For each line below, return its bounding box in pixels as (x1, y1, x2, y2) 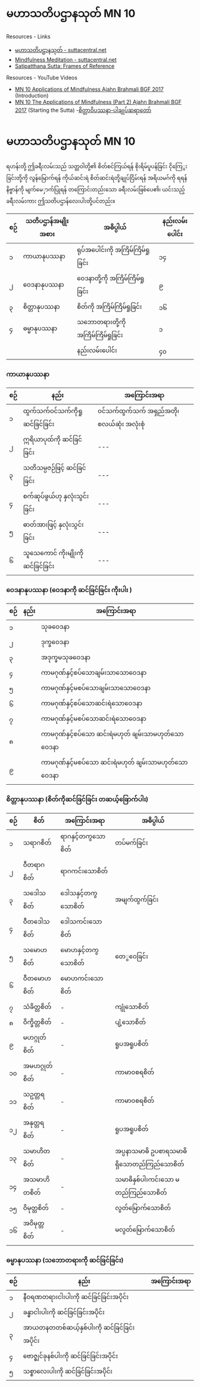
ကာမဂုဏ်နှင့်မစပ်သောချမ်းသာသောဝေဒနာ (40, 684, 151, 692)
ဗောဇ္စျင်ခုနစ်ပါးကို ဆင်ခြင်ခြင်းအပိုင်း (23, 1352, 118, 1360)
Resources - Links (6, 33, 51, 40)
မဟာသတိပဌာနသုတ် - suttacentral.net (14, 46, 107, 53)
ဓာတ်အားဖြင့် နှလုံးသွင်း (23, 520, 85, 529)
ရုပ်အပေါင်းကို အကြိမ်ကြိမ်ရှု (77, 245, 150, 254)
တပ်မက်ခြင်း (115, 839, 148, 847)
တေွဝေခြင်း (115, 952, 149, 961)
